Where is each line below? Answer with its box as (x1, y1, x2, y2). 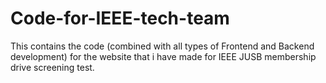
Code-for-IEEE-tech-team (10, 7, 230, 30)
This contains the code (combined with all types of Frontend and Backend (10, 40, 315, 52)
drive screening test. (10, 61, 95, 73)
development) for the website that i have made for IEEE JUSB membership (10, 50, 317, 62)
